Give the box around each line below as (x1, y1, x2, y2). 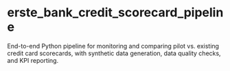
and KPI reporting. (7, 56, 59, 64)
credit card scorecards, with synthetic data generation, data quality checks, (7, 49, 221, 57)
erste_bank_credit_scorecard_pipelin (7, 5, 224, 20)
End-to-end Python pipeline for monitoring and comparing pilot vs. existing (7, 42, 220, 50)
